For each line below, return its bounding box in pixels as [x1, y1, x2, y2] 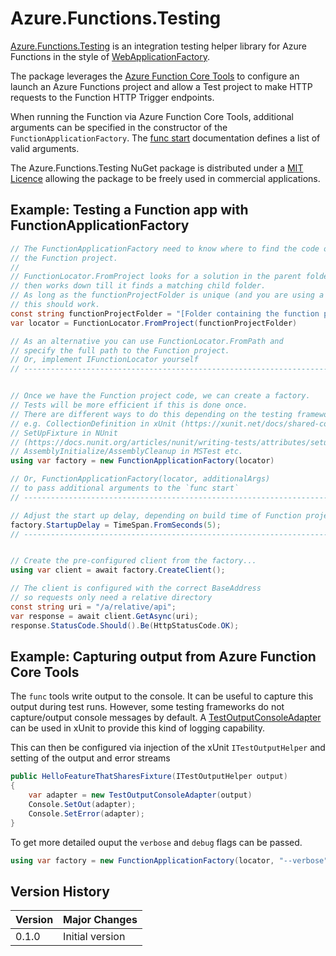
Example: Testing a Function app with [10, 202, 249, 219]
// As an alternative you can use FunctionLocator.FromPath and [10, 336, 284, 346]
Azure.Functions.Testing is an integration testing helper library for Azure [10, 40, 307, 52]
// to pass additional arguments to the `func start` [10, 483, 240, 493]
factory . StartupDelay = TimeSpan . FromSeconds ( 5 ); [10, 520, 222, 530]
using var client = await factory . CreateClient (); [10, 565, 226, 576]
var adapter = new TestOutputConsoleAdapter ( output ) [28, 790, 253, 801]
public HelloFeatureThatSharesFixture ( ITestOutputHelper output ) [10, 772, 288, 782]
